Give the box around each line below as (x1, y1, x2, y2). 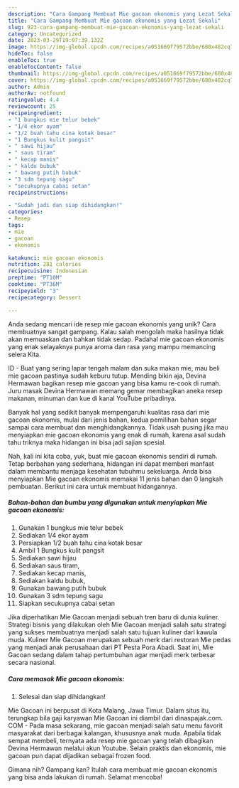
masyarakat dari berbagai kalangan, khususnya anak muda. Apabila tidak (8, 729, 222, 738)
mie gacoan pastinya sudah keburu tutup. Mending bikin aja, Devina (8, 371, 206, 380)
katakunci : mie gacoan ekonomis (8, 254, 104, 262)
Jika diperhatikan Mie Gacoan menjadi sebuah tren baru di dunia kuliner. (8, 613, 220, 622)
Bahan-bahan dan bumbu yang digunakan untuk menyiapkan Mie (8, 499, 208, 507)
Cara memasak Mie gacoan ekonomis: (8, 675, 125, 683)
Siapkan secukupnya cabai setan (18, 599, 116, 608)
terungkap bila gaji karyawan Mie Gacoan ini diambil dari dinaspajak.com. (8, 714, 223, 723)
